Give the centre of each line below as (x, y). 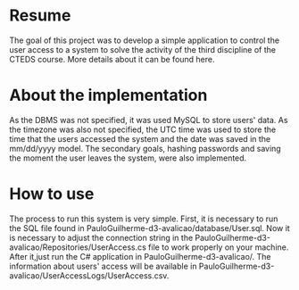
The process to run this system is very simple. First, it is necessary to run (144, 219)
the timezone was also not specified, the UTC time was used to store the (143, 129)
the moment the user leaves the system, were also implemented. (128, 158)
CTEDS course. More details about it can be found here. (112, 59)
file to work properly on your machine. (219, 247)
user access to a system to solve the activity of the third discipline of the (143, 49)
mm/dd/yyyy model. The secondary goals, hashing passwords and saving (145, 148)
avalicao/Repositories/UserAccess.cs (78, 247)
